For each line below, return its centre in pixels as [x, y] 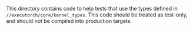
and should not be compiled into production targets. [69, 21]
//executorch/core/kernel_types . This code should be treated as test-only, [97, 15]
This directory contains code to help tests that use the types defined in [92, 9]
